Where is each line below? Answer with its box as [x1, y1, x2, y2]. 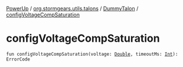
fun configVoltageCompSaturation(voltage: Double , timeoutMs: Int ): [6, 51, 178, 57]
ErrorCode [6, 56, 31, 62]
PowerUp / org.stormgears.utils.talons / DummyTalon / [6, 5, 139, 12]
